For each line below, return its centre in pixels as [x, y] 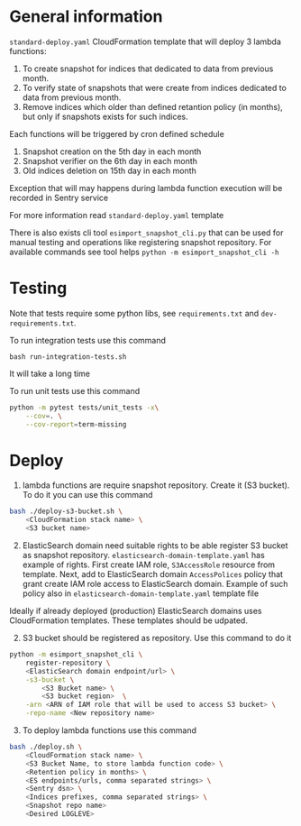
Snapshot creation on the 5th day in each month [112, 151]
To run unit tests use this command [75, 390]
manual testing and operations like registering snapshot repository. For [141, 242]
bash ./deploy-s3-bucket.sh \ [66, 511]
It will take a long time [50, 373]
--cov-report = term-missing [76, 424]
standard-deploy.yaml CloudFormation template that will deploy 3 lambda [146, 41]
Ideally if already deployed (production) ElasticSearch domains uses [136, 611]
